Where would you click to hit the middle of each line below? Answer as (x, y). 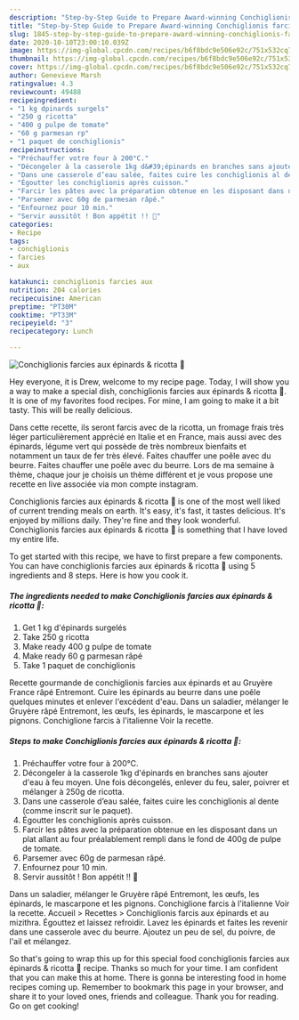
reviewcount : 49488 (45, 92)
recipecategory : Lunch (51, 332)
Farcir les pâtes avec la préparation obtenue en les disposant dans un (149, 830)
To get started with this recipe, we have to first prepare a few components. (146, 556)
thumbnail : (29, 59)
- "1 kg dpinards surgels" (59, 109)
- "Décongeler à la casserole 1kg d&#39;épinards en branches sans (137, 166)
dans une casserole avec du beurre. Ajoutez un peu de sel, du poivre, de (142, 932)
